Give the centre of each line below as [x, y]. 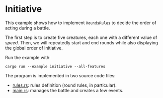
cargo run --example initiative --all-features [55, 66]
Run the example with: [28, 57]
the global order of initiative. [34, 48]
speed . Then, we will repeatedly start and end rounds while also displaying [81, 42]
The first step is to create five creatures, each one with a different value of [81, 37]
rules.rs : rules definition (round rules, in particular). [64, 85]
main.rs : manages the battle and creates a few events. [68, 90]
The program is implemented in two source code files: [60, 75]
